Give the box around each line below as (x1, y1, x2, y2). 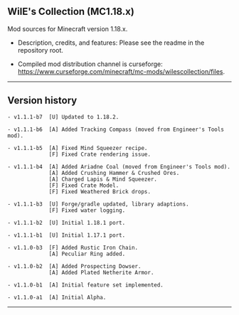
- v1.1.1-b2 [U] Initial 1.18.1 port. (7, 219, 126, 226)
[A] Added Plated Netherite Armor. (48, 269, 154, 276)
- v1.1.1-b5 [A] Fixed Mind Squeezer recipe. (7, 144, 148, 151)
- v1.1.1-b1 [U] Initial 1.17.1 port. (7, 231, 126, 239)
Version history (7, 95, 78, 107)
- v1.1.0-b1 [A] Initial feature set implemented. (7, 281, 164, 289)
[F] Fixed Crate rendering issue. (48, 151, 152, 158)
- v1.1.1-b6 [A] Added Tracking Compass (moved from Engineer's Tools (7, 126, 224, 133)
